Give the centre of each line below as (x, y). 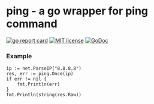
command (32, 24)
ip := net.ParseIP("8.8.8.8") (44, 69)
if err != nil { (26, 79)
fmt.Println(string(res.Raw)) (44, 95)
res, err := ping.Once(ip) (40, 74)
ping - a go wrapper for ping (77, 11)
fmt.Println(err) (39, 84)
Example (19, 56)
